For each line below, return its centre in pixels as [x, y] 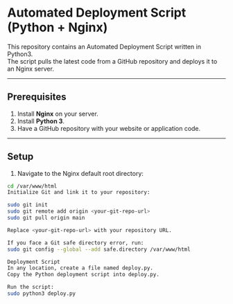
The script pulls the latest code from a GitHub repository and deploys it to [112, 61]
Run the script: [31, 287]
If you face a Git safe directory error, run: [76, 243]
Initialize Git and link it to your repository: [79, 193]
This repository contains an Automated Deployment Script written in [104, 46]
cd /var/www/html [32, 186]
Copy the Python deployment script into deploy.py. [83, 275]
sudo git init [28, 205]
